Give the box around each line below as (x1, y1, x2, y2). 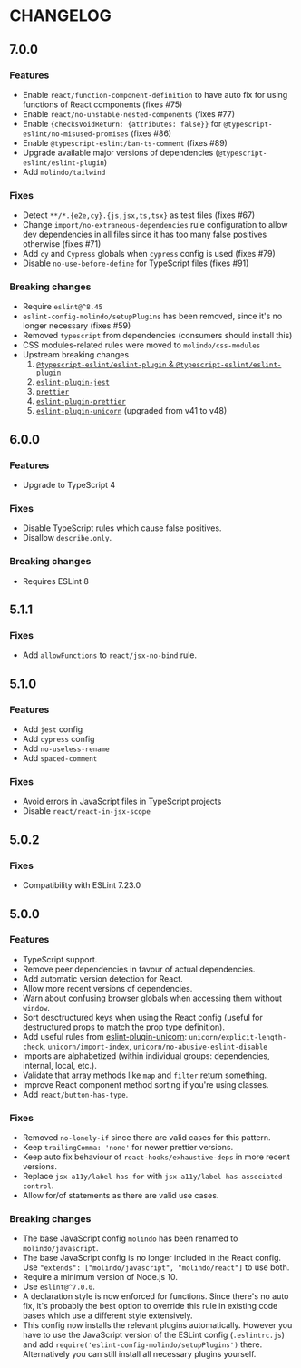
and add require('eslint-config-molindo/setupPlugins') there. (22, 1339, 263, 1350)
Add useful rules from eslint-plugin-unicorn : (22, 1031, 188, 1041)
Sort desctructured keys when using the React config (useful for (22, 1011, 263, 1022)
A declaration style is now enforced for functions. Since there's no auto (22, 1291, 289, 1302)
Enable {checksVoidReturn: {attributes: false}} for (22, 118, 222, 129)
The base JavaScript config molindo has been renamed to (22, 1233, 238, 1244)
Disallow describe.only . (22, 533, 112, 543)
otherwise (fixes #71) (22, 239, 102, 249)
